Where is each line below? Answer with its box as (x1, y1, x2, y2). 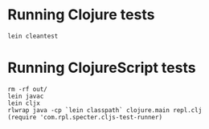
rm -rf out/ (7, 85, 47, 93)
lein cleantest (7, 32, 59, 40)
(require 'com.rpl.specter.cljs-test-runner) (7, 113, 162, 121)
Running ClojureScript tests (7, 58, 196, 77)
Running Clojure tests (7, 6, 155, 24)
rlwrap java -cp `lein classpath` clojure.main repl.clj (7, 106, 203, 114)
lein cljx (7, 99, 41, 107)
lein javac (7, 92, 44, 100)
